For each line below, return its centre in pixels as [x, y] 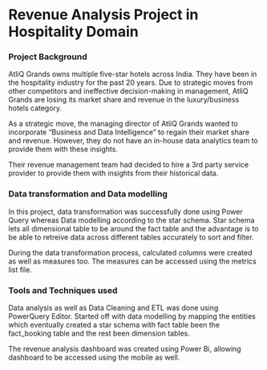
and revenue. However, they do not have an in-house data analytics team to [133, 141]
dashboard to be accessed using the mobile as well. [94, 357]
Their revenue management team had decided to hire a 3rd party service [129, 165]
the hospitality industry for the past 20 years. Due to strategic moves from [131, 82]
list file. [20, 269]
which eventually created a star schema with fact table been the [114, 325]
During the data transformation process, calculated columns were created [130, 252]
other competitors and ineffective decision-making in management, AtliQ [128, 91]
